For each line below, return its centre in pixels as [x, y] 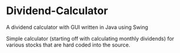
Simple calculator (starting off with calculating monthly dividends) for [90, 38]
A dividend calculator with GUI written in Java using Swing [77, 27]
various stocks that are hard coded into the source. [68, 45]
